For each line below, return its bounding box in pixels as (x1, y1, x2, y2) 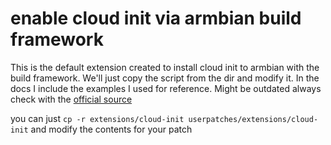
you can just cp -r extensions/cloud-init (10, 112, 185, 124)
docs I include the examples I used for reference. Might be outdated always (10, 82, 322, 94)
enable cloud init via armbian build (10, 7, 302, 30)
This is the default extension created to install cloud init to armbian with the (10, 61, 320, 73)
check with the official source (10, 93, 133, 105)
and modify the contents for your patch (30, 123, 193, 135)
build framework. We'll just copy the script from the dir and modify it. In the (10, 72, 320, 84)
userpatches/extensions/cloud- (188, 114, 319, 124)
